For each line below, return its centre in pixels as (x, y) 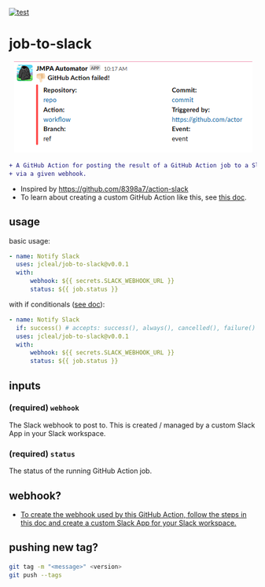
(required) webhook (44, 408)
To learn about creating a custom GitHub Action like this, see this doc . (133, 197)
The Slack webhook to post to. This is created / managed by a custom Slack (132, 425)
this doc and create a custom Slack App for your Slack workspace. (128, 523)
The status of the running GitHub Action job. (81, 471)
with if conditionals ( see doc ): (57, 304)
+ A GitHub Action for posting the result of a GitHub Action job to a (129, 165)
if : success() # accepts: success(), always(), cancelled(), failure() (136, 328)
